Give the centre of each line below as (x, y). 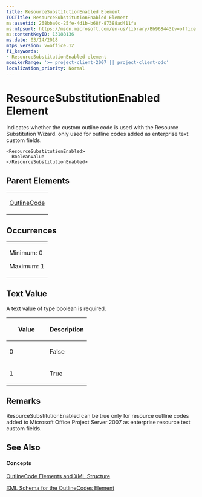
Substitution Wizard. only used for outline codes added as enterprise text (97, 134)
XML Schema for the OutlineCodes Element (60, 488)
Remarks (24, 401)
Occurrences (31, 230)
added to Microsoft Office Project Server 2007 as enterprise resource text (98, 422)
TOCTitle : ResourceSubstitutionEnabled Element (67, 18)
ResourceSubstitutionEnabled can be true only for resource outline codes (98, 415)
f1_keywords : (23, 51)
